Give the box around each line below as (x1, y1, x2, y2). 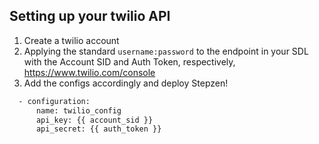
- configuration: (18, 96, 91, 106)
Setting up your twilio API (9, 8, 171, 25)
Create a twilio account (23, 34, 120, 46)
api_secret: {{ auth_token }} (35, 124, 162, 134)
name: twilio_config (35, 105, 122, 116)
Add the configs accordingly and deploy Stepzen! (23, 77, 229, 89)
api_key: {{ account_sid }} (35, 115, 154, 125)
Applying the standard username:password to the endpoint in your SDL (23, 45, 309, 57)
